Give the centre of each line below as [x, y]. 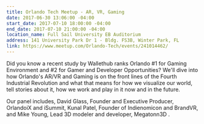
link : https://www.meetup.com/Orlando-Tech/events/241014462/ [87, 46]
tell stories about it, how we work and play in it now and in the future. [93, 89]
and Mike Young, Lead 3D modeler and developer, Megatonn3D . [88, 114]
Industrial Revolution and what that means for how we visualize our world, [100, 82]
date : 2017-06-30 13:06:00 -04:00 [51, 18]
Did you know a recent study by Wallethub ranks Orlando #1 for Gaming [96, 63]
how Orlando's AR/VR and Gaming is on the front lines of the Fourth [92, 76]
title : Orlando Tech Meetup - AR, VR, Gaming [65, 12]
